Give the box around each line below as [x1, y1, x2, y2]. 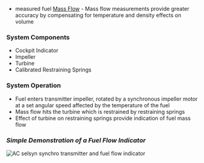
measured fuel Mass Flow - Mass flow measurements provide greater [15, 5, 189, 12]
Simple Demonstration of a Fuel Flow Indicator [6, 136, 146, 144]
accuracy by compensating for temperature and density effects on [15, 12, 182, 19]
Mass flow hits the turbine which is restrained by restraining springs [15, 108, 185, 115]
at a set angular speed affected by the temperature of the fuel [15, 101, 170, 108]
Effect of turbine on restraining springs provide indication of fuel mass [15, 115, 191, 122]
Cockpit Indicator [15, 47, 59, 54]
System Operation [6, 81, 61, 90]
